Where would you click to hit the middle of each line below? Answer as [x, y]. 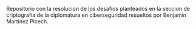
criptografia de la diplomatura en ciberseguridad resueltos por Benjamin [96, 15]
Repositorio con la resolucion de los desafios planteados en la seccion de [98, 9]
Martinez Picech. [27, 21]
